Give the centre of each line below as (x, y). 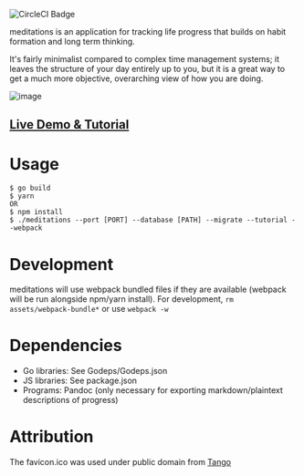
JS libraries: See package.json (80, 381)
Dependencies (66, 346)
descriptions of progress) (70, 400)
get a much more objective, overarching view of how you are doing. (136, 78)
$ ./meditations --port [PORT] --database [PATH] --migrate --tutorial (148, 220)
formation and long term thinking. (72, 41)
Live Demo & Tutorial (69, 124)
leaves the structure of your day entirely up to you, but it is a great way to (147, 69)
